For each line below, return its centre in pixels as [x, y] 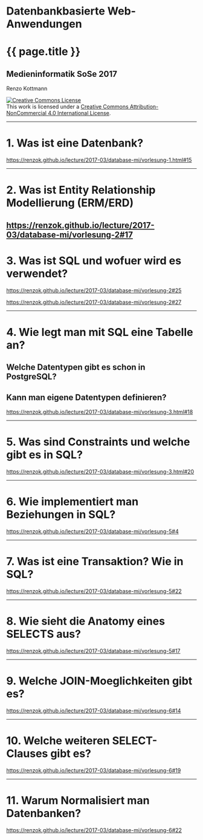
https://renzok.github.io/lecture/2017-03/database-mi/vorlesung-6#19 [94, 770]
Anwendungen [44, 24]
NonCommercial [27, 113]
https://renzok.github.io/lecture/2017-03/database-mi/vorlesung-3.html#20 [100, 471]
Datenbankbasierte [56, 11]
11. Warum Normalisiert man [78, 800]
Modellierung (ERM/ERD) [70, 203]
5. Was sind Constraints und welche [98, 442]
